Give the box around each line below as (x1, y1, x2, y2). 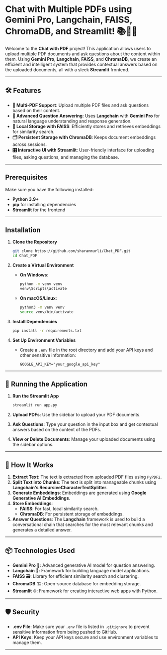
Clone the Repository (12, 239, 57, 245)
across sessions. (12, 141, 47, 147)
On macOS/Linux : (19, 295, 57, 301)
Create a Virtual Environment (12, 262, 74, 268)
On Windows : (19, 272, 49, 278)
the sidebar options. (12, 442, 54, 448)
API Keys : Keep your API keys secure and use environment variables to (12, 634, 159, 640)
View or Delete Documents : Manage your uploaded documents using (12, 436, 156, 442)
